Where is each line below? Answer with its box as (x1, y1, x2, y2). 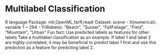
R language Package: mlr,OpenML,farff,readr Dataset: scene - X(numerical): (5, 19, 157, 25)
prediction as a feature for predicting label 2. (5, 44, 94, 50)
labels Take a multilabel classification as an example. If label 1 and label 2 (5, 34, 151, 40)
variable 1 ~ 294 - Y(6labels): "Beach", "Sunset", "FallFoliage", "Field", (5, 24, 145, 30)
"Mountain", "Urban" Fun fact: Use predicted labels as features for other (5, 29, 149, 35)
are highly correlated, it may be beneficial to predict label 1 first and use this (5, 39, 157, 45)
